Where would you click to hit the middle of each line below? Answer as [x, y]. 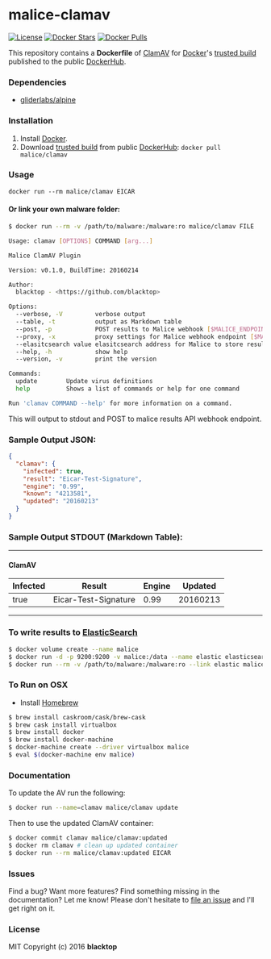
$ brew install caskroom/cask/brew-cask [77, 717]
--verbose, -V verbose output [81, 315]
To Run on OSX [38, 685]
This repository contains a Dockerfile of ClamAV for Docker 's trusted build [132, 52]
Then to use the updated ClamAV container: [81, 823]
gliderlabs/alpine [48, 100]
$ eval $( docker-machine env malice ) [72, 755]
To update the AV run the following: [67, 793]
